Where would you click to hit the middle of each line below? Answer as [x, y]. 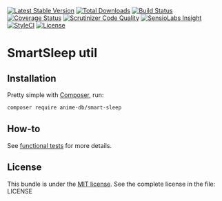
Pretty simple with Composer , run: [55, 95]
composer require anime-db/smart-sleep [64, 107]
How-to [24, 129]
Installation [32, 78]
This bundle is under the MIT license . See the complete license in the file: [111, 184]
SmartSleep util [52, 53]
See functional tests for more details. [60, 145]
